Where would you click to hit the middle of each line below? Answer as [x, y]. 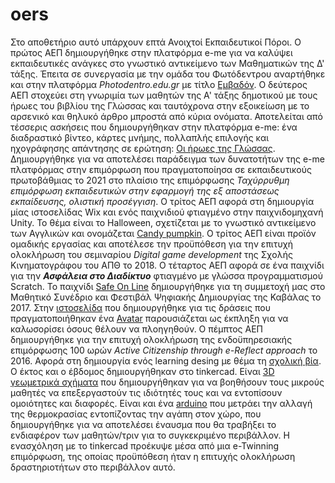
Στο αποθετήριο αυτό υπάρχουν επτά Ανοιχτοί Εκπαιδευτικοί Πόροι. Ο [156, 42]
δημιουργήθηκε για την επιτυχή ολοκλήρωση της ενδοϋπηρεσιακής [151, 339]
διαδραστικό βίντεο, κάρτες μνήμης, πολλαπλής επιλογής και [140, 137]
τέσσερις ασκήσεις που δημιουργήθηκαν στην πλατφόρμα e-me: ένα [154, 127]
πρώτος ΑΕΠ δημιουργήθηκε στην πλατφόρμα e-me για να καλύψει [151, 52]
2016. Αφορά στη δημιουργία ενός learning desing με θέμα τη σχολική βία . [166, 360]
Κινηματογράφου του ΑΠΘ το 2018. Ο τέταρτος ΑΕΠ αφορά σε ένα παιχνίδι [167, 265]
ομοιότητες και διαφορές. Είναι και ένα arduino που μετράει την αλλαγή [161, 403]
